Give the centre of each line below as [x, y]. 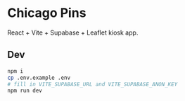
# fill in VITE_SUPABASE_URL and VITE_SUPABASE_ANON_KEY [92, 84]
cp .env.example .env [39, 78]
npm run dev [25, 91]
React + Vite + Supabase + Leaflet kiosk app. [73, 32]
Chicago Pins [47, 13]
